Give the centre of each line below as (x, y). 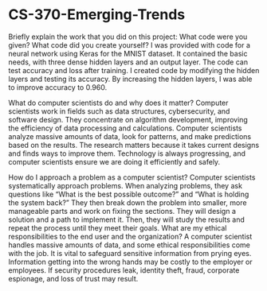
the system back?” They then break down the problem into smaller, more (128, 202)
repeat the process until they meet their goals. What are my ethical (118, 227)
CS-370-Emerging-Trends (97, 15)
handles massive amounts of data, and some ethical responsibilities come (130, 245)
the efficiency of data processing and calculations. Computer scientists (125, 128)
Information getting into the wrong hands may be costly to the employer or (130, 262)
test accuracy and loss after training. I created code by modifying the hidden (134, 70)
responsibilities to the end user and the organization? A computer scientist (130, 236)
